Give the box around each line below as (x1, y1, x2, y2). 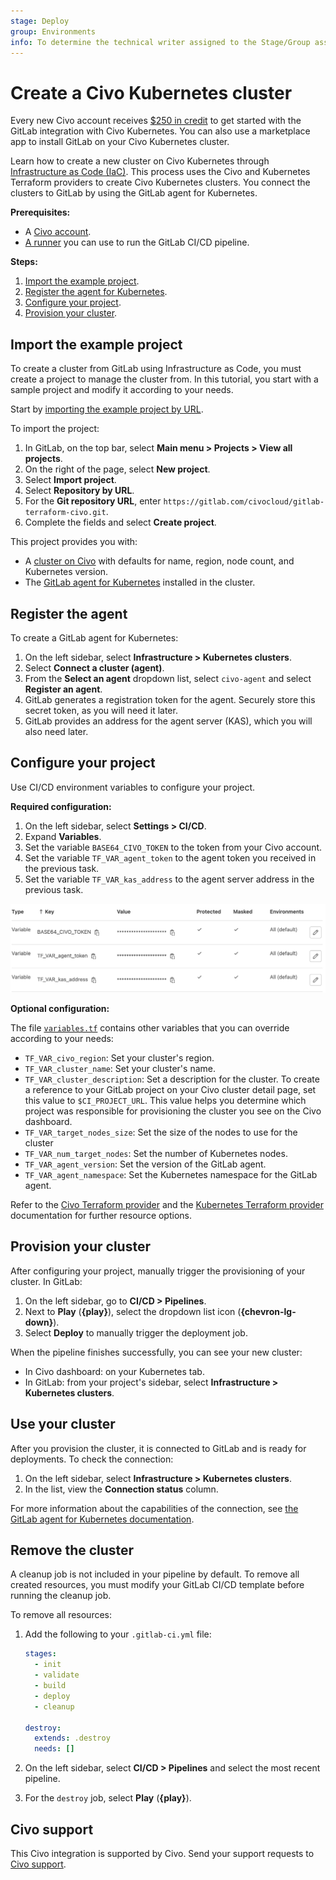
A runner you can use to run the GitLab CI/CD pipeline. (24, 236, 250, 249)
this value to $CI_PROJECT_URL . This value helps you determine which (24, 1094, 307, 1106)
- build (34, 1681, 67, 1691)
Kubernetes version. (24, 566, 109, 578)
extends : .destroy (34, 1733, 111, 1744)
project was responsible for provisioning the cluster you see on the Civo (24, 1105, 322, 1117)
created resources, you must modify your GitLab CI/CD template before (10, 1579, 305, 1591)
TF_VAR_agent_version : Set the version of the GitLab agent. (24, 1158, 267, 1170)
